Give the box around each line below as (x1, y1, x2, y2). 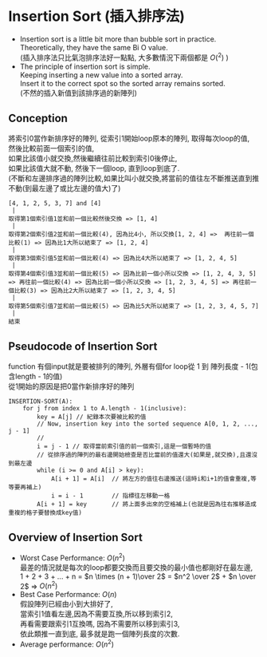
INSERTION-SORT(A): (8, 398, 73, 406)
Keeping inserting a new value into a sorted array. (19, 69, 183, 80)
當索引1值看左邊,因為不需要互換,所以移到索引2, (19, 609, 174, 619)
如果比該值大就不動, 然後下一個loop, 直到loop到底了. (8, 164, 180, 173)
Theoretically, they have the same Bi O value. (19, 42, 169, 52)
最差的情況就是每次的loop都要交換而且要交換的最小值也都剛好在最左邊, (19, 562, 253, 572)
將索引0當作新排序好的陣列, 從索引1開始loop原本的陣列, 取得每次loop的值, (8, 133, 250, 144)
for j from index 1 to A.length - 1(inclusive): (22, 405, 187, 413)
